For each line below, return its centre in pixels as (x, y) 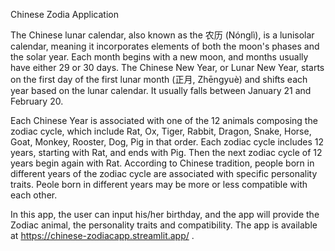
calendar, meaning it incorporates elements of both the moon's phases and (165, 46)
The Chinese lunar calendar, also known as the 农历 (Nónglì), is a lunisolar (162, 35)
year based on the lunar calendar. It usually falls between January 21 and (161, 90)
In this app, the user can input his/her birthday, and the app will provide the (165, 214)
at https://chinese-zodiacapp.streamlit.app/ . (102, 235)
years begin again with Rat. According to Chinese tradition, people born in (162, 163)
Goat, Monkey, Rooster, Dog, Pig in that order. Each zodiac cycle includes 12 (167, 142)
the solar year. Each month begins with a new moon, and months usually (159, 57)
